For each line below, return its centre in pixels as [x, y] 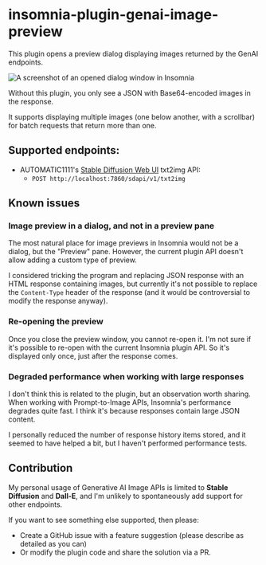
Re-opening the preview [56, 322]
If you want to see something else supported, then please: [104, 520]
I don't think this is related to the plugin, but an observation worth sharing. [129, 394]
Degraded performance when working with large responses [126, 376]
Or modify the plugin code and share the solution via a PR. [115, 552]
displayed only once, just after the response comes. [93, 355]
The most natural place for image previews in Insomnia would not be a [123, 243]
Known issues [44, 204]
